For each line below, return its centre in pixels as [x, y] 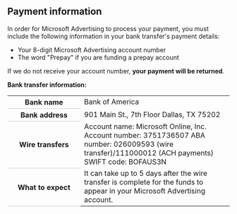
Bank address [44, 114]
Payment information [55, 12]
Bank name [44, 102]
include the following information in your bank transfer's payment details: [114, 36]
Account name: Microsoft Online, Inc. [145, 126]
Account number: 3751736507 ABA [145, 136]
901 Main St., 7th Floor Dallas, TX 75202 [152, 114]
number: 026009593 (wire [129, 144]
